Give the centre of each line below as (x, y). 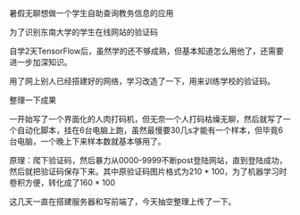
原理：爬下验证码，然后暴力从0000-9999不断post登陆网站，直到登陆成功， (148, 160)
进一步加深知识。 (41, 62)
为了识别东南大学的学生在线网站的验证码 (83, 32)
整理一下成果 (33, 100)
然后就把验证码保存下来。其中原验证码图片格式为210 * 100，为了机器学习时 (148, 171)
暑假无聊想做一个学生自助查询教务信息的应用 (92, 13)
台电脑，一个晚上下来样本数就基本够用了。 (87, 141)
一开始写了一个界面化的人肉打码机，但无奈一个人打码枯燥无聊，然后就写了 (146, 119)
